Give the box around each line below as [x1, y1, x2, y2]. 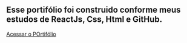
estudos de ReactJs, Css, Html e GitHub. [6, 15, 163, 25]
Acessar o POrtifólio [6, 30, 56, 38]
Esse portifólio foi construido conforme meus [6, 5, 181, 15]
